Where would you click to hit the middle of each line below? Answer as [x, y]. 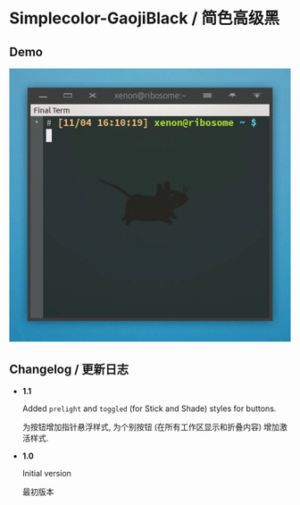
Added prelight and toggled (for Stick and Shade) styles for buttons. [149, 408]
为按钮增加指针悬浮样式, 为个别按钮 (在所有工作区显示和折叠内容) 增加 [150, 426]
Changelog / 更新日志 [69, 369]
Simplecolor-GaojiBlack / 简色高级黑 [145, 18]
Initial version [46, 473]
